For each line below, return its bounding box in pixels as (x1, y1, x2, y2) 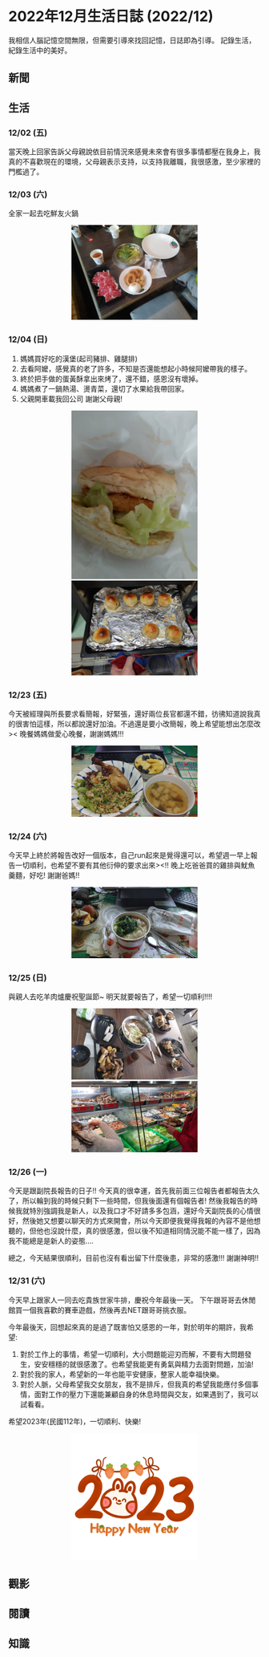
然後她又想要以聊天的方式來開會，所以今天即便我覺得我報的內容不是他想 (22, 1216, 261, 1226)
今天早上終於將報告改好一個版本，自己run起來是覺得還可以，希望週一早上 (8, 851, 251, 860)
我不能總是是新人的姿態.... (8, 1237, 94, 1246)
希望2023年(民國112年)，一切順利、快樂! (8, 1416, 142, 1426)
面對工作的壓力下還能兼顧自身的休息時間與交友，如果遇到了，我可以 (34, 1389, 259, 1399)
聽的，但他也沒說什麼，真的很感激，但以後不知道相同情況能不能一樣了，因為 (8, 1226, 261, 1236)
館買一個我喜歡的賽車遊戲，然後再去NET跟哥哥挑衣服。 (8, 1305, 191, 1314)
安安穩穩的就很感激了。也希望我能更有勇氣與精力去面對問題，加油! (34, 1359, 254, 1369)
